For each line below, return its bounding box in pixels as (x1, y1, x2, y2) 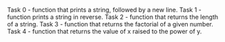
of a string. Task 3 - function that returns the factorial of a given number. (7, 20, 214, 28)
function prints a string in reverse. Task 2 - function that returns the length (7, 13, 219, 21)
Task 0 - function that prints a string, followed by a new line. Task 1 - (7, 6, 202, 14)
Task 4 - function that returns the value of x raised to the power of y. (7, 27, 202, 35)
